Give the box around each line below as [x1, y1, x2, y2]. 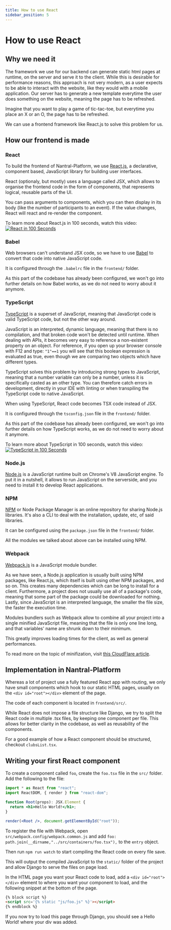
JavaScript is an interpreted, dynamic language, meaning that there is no [5, 326, 158, 332]
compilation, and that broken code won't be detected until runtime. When [5, 332, 159, 338]
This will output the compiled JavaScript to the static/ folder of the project [5, 858, 163, 865]
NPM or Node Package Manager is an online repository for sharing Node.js [5, 507, 163, 513]
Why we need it [5, 55, 56, 64]
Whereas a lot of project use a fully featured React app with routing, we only [5, 679, 166, 685]
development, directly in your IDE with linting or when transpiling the [5, 385, 149, 391]
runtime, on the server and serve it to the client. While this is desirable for [5, 74, 160, 80]
